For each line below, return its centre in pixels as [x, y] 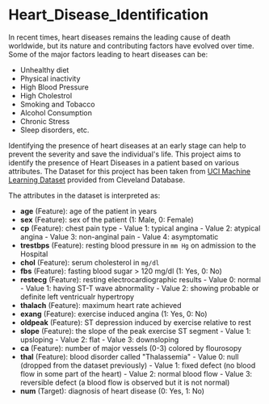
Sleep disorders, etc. [55, 130]
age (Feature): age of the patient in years [88, 210]
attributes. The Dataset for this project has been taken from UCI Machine [130, 171]
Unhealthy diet [44, 69]
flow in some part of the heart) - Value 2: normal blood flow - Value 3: [136, 373]
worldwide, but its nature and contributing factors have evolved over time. [131, 45]
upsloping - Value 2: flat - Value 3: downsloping [99, 339]
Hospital [34, 254]
